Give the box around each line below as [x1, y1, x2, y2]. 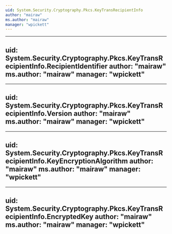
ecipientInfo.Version [5, 109, 73, 118]
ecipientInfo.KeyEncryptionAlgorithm [5, 157, 128, 166]
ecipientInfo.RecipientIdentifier [5, 62, 108, 70]
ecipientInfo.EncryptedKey [5, 212, 94, 221]
